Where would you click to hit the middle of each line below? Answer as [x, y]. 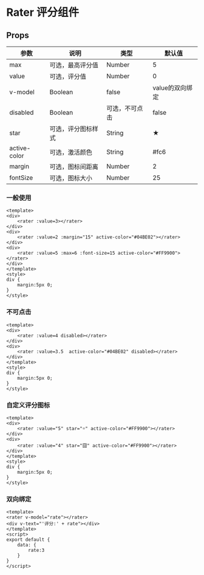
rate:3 [36, 550]
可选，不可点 [124, 108]
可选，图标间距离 [74, 166]
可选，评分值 [68, 76]
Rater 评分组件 [43, 12]
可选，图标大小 [71, 178]
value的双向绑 [172, 88]
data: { [27, 545]
